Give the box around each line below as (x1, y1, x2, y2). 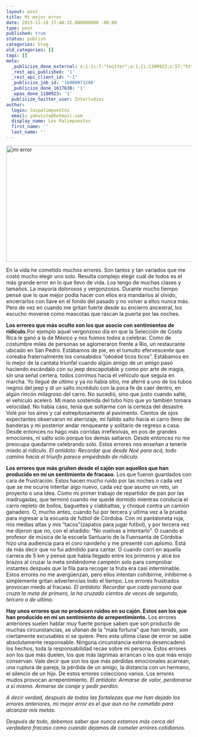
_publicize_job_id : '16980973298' (11, 80, 96, 86)
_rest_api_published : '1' (11, 69, 75, 75)
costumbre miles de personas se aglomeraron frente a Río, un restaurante (6, 340, 186, 348)
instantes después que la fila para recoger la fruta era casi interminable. (6, 564, 181, 571)
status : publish (6, 36, 46, 42)
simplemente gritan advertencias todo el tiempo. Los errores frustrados (6, 577, 180, 584)
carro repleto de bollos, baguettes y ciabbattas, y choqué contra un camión (6, 502, 190, 509)
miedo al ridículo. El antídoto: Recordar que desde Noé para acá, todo (6, 447, 177, 454)
